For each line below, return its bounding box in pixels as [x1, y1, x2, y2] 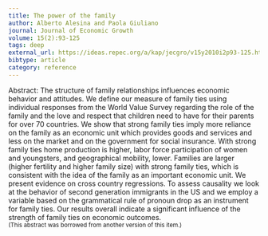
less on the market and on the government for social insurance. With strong [8, 136, 257, 146]
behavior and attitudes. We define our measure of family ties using [8, 93, 227, 104]
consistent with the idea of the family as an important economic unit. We [8, 170, 246, 179]
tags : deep [8, 41, 45, 49]
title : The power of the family [8, 11, 116, 20]
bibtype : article [8, 57, 66, 65]
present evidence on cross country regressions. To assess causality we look [8, 179, 260, 188]
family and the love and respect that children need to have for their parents [8, 111, 254, 120]
